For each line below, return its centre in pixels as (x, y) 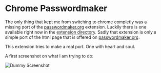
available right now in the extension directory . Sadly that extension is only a (81, 32)
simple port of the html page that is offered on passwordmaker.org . (72, 37)
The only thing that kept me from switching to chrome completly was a (76, 22)
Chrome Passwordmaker (56, 8)
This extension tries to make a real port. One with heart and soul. (70, 46)
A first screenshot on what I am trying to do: (49, 56)
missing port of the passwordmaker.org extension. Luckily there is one (76, 27)
